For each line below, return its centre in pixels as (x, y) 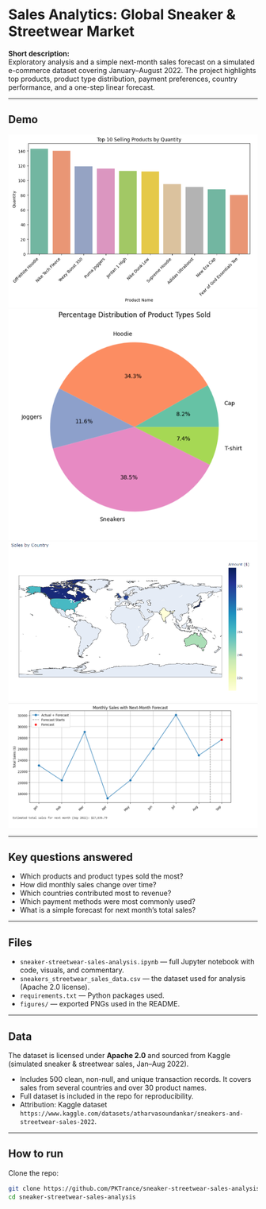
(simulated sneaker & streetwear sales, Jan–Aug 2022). (99, 1064)
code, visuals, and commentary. (72, 970)
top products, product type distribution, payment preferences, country (123, 79)
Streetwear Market (71, 31)
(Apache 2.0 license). (55, 987)
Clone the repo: (34, 1172)
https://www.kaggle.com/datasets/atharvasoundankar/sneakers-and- (131, 1114)
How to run (36, 1154)
